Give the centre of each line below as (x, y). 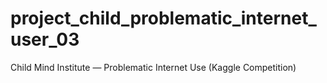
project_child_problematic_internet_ (163, 18)
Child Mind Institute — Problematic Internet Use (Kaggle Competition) (153, 67)
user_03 (45, 39)
